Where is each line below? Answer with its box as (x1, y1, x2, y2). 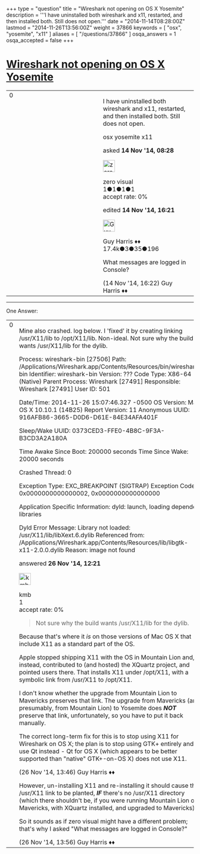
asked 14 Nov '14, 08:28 (103, 146, 174, 154)
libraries (18, 510, 42, 518)
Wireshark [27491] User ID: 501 (18, 385, 111, 393)
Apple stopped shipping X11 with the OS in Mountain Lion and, (18, 653, 195, 661)
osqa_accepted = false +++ (6, 37, 74, 44)
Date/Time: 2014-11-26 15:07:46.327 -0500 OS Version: (18, 398, 187, 406)
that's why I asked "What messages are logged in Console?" (18, 824, 187, 833)
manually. (18, 719, 46, 727)
